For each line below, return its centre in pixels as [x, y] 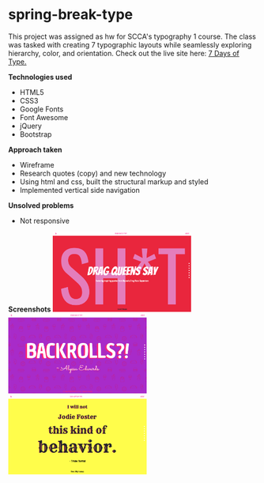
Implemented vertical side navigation [80, 190]
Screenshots [30, 309]
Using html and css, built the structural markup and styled [114, 181]
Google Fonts [41, 109]
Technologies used [40, 77]
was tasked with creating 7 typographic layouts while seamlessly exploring [130, 44]
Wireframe [37, 164]
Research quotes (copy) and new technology [93, 173]
